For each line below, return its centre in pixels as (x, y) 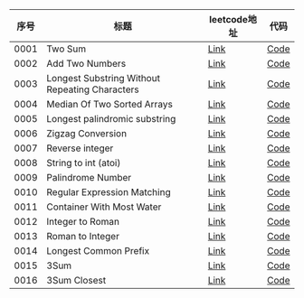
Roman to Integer (83, 236)
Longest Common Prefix (98, 251)
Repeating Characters (93, 89)
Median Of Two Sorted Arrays (110, 104)
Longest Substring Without (104, 78)
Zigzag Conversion (87, 133)
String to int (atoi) (84, 163)
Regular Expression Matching (109, 192)
